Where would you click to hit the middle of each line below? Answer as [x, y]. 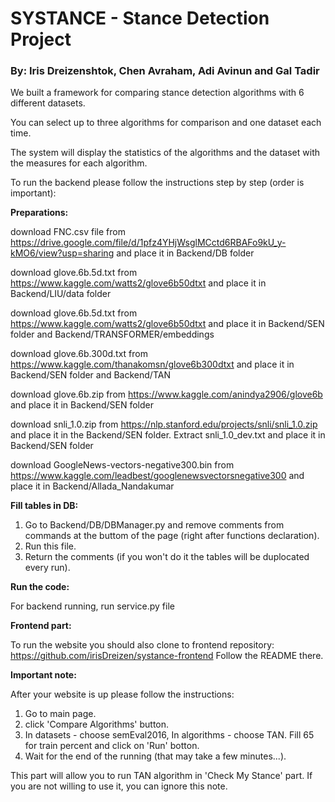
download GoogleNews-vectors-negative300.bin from [122, 465]
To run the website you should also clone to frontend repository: [142, 645]
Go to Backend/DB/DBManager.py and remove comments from [154, 525]
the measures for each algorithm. [79, 163]
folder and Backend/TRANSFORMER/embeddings [112, 334]
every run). [47, 568]
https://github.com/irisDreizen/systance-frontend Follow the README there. [167, 656]
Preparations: [39, 213]
